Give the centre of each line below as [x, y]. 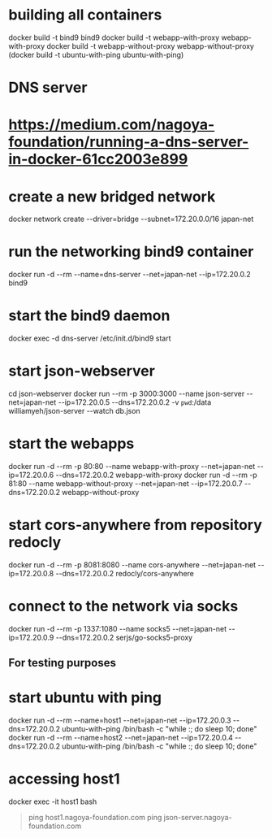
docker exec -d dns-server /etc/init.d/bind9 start [90, 338]
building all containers [85, 15]
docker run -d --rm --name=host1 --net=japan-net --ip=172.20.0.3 [120, 720]
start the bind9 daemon [89, 316]
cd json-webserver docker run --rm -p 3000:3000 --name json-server [127, 394]
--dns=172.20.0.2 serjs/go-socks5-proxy [124, 637]
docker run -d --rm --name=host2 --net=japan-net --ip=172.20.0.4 [121, 738]
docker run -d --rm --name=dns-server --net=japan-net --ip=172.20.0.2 [130, 275]
